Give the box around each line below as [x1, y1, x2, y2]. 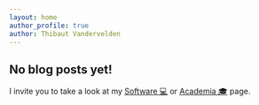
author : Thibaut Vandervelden [9, 29, 122, 38]
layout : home [9, 12, 58, 22]
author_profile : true [9, 21, 90, 30]
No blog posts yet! [9, 62, 113, 77]
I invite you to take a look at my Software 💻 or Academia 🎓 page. [9, 86, 251, 97]
